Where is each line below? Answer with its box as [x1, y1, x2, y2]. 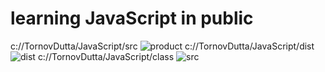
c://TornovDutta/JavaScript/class [37, 50, 175, 62]
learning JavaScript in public [10, 7, 254, 30]
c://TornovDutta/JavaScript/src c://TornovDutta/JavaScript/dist [10, 40, 315, 52]
